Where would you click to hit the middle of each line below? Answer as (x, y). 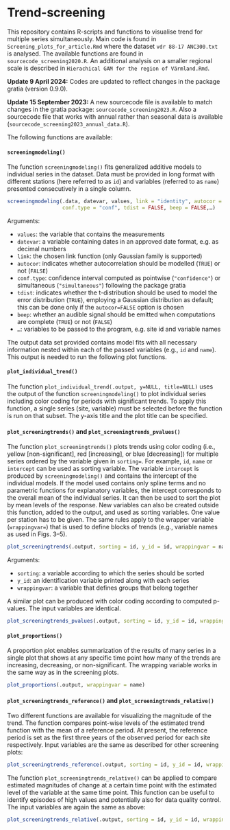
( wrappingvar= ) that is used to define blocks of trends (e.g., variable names (112, 527)
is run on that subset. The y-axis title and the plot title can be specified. (107, 416)
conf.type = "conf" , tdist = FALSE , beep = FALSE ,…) (139, 208)
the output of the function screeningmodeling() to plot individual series (107, 394)
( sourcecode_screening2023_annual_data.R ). (68, 124)
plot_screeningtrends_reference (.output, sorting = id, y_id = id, (105, 765)
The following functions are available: (60, 137)
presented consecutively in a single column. (69, 189)
